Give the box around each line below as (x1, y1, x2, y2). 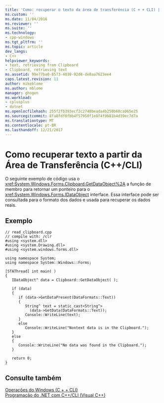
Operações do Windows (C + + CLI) (5, 387, 78, 393)
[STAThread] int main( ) (5, 269, 56, 274)
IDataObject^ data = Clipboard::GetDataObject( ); (11, 278, 119, 283)
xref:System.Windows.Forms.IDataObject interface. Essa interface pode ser (5, 192, 159, 198)
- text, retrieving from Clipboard (5, 63, 79, 68)
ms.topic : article (5, 44, 43, 49)
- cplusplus (5, 100, 30, 105)
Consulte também (5, 374, 62, 382)
